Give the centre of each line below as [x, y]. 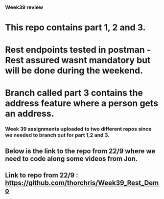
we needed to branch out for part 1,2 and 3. [57, 135]
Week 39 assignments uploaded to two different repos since [78, 129]
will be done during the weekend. [74, 71]
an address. [30, 114]
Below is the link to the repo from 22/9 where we [80, 151]
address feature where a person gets [82, 103]
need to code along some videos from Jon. [71, 159]
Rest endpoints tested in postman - [78, 50]
